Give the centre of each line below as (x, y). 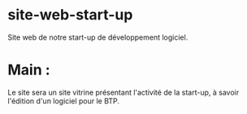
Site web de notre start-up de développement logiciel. (98, 37)
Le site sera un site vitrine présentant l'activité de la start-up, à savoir (123, 92)
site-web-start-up (70, 15)
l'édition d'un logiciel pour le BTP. (63, 101)
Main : (29, 70)
